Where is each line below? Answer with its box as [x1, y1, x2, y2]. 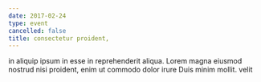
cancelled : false [8, 27, 67, 35]
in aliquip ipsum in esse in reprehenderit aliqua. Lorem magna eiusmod [8, 56, 243, 66]
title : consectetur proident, [8, 34, 110, 43]
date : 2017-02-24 [8, 11, 67, 20]
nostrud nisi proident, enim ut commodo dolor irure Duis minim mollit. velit [8, 65, 253, 75]
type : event [8, 19, 48, 27]
